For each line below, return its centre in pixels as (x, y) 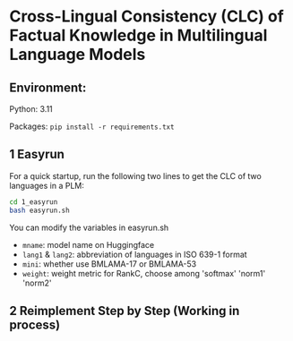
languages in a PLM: (47, 185)
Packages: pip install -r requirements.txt (92, 126)
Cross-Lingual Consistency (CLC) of (146, 17)
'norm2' (37, 283)
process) (35, 324)
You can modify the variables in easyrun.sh (89, 227)
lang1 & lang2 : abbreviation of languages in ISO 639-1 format (135, 254)
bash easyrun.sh (39, 210)
